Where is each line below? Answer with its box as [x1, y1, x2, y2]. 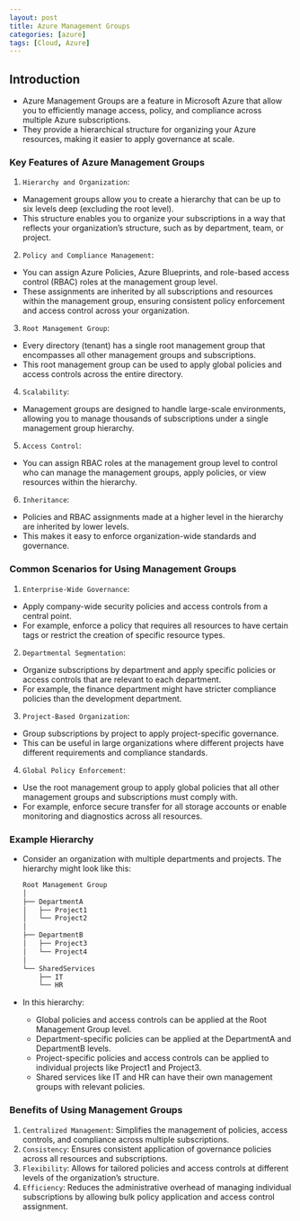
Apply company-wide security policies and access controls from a [22, 600, 268, 612]
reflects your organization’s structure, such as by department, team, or [22, 222, 285, 234]
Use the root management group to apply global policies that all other [22, 782, 280, 793]
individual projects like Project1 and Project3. [35, 1063, 202, 1073]
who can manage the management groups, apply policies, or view [22, 467, 267, 478]
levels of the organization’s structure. [22, 1172, 160, 1183]
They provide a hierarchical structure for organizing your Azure [22, 124, 256, 135]
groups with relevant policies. [35, 1082, 146, 1092]
